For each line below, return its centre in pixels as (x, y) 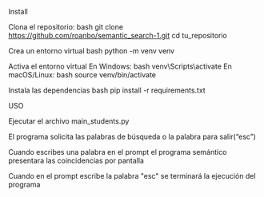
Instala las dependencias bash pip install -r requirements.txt (107, 90)
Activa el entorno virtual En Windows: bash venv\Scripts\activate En (120, 66)
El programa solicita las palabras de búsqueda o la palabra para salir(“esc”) (132, 136)
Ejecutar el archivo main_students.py (69, 121)
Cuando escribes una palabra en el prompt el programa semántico (118, 152)
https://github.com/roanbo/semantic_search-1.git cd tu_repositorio (118, 35)
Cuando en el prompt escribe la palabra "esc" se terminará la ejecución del (132, 176)
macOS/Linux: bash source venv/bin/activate (82, 75)
